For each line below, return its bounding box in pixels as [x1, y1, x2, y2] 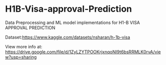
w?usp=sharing [5, 54, 37, 60]
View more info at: [5, 43, 43, 49]
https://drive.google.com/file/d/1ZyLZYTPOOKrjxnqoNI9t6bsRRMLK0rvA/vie [5, 49, 161, 55]
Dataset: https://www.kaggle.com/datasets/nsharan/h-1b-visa [5, 34, 130, 40]
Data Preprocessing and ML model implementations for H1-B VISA [5, 20, 140, 25]
